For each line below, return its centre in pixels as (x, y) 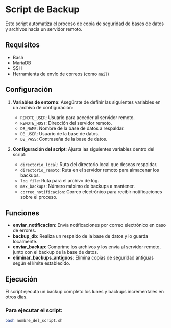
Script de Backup (42, 9)
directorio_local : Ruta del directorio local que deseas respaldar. (89, 164)
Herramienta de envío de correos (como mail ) (61, 74)
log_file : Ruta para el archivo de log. (60, 180)
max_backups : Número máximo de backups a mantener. (78, 186)
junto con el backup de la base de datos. (55, 252)
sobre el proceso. (39, 197)
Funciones (22, 213)
